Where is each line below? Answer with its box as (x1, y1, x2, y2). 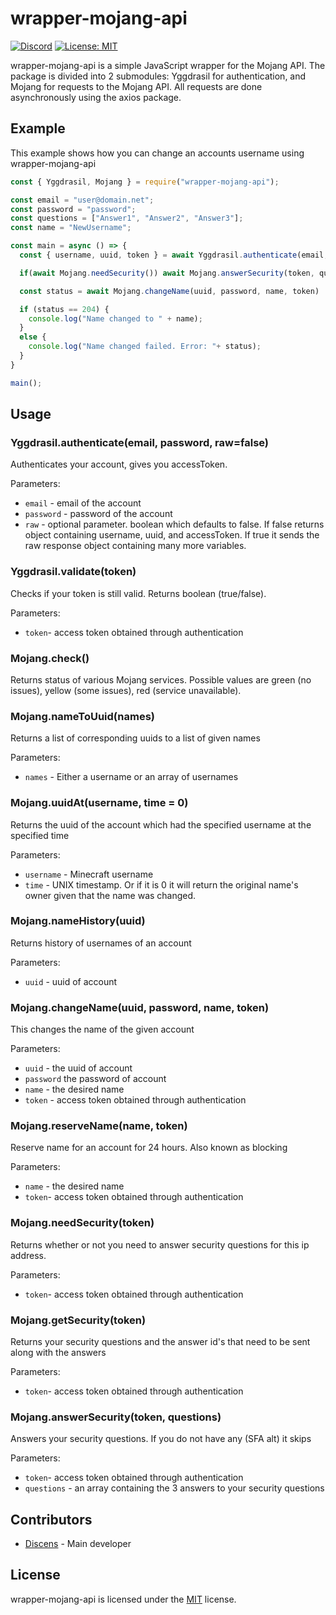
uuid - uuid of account (24, 975, 118, 987)
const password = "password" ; (10, 204, 137, 214)
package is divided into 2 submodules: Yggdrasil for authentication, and (10, 70, 307, 82)
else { (19, 332, 47, 342)
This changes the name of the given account (10, 1023, 195, 1036)
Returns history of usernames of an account (10, 937, 192, 949)
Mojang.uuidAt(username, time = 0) (10, 796, 189, 810)
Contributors (10, 1511, 93, 1528)
